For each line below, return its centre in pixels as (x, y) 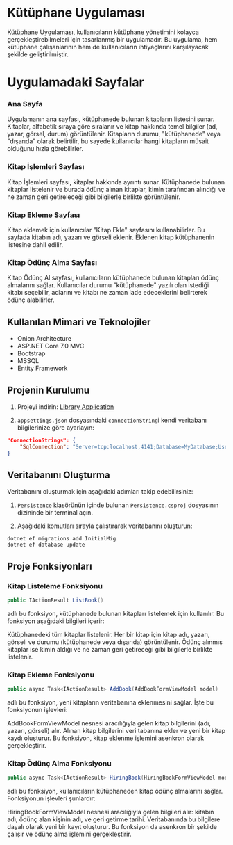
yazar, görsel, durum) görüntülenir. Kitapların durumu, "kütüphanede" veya (114, 134)
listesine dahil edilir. (35, 245)
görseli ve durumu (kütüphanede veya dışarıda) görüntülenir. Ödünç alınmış (115, 642)
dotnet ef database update (46, 545)
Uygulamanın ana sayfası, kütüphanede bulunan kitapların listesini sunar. (111, 119)
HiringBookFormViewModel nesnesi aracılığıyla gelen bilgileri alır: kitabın (111, 812)
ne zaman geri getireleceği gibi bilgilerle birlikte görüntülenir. (94, 197)
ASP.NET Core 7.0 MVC (51, 346)
